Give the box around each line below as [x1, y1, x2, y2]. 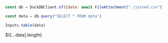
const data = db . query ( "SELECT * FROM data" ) [5, 13, 101, 18]
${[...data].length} [5, 31, 42, 37]
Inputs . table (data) [5, 22, 46, 27]
